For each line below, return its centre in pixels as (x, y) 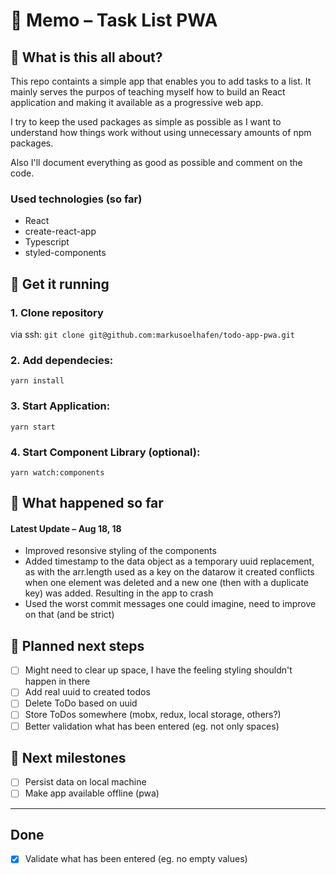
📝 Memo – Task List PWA (114, 20)
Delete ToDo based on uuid (81, 703)
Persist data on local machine (85, 782)
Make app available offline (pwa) (92, 793)
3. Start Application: (60, 406)
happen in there (57, 681)
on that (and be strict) (69, 615)
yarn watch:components (57, 472)
